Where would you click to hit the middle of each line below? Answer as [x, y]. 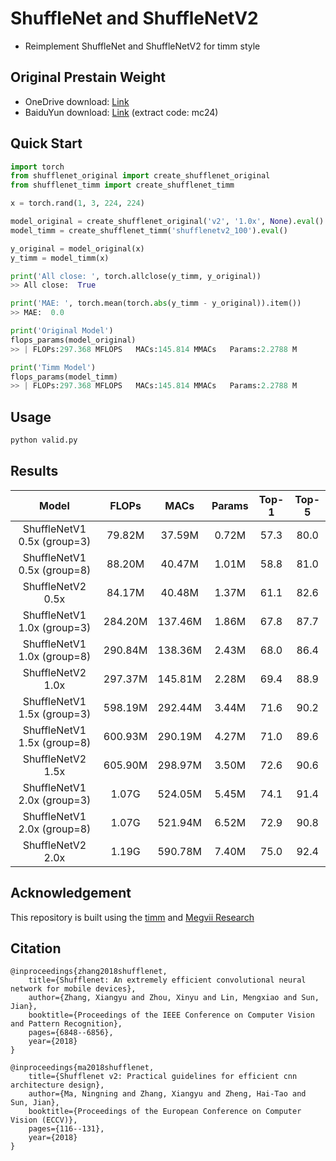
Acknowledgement [71, 893]
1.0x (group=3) [55, 627]
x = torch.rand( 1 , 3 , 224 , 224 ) [77, 203]
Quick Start [46, 143]
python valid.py [44, 440]
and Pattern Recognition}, [66, 1024]
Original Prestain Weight [88, 77]
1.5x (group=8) [55, 742]
